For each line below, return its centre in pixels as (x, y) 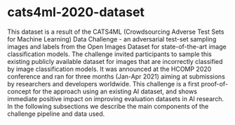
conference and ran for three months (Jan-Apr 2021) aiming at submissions (116, 76)
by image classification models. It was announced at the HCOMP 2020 (109, 69)
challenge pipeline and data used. (56, 114)
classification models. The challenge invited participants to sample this (110, 54)
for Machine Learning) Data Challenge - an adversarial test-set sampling (112, 39)
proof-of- (215, 84)
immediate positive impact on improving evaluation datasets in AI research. (116, 98)
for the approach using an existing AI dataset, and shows (115, 91)
